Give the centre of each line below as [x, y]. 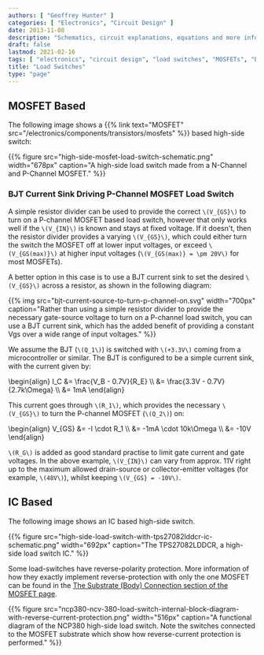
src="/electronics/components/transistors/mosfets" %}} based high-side [126, 133]
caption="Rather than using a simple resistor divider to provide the [116, 309]
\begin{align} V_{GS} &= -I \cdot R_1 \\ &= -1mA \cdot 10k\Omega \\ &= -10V [130, 428]
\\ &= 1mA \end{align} [90, 389]
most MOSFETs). [35, 262]
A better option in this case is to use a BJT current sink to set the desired [126, 277]
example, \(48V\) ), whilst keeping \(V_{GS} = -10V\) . [95, 477]
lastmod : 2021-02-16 [42, 52]
